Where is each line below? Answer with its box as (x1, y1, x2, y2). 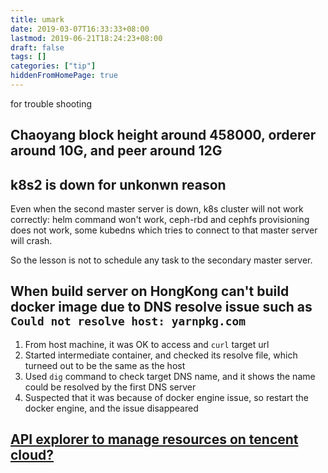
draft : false (10, 42, 65, 53)
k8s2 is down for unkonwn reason (10, 176, 227, 193)
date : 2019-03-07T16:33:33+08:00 (10, 24, 150, 34)
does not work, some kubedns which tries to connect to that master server (10, 224, 318, 236)
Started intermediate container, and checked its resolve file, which (24, 349, 298, 361)
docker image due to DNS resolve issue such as (10, 299, 313, 316)
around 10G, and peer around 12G (10, 142, 223, 160)
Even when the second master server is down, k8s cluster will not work (10, 203, 304, 215)
